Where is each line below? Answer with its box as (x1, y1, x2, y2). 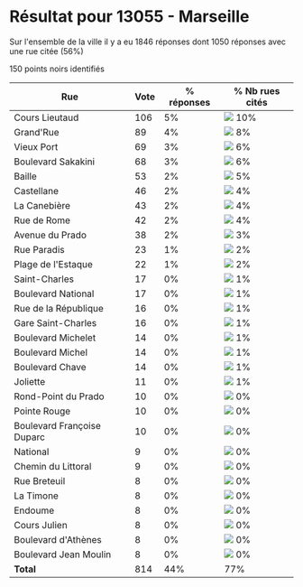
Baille (14, 170, 38, 182)
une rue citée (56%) (9, 45, 84, 56)
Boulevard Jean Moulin (14, 548, 112, 561)
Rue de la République (14, 302, 104, 314)
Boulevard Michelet (14, 331, 96, 344)
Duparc (14, 431, 45, 443)
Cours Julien (14, 518, 68, 531)
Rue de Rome (14, 214, 70, 227)
